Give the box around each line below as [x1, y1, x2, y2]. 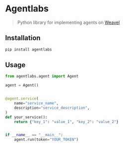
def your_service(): [5, 115, 48, 120]
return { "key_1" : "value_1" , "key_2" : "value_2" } [14, 119, 119, 124]
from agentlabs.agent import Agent [5, 74, 79, 79]
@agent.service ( [5, 96, 39, 101]
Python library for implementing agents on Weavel [17, 19, 120, 25]
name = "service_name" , [14, 101, 59, 106]
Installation [5, 34, 41, 42]
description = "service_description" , [14, 105, 90, 110]
